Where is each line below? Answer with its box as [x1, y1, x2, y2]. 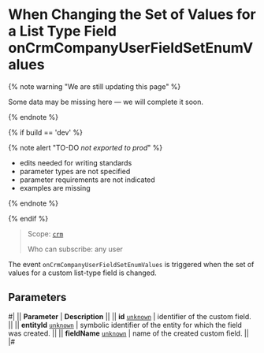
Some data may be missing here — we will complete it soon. [8, 97, 203, 106]
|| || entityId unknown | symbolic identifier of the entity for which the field [8, 320, 243, 329]
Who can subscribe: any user [27, 244, 124, 254]
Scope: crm [27, 229, 64, 238]
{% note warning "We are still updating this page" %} [8, 81, 181, 91]
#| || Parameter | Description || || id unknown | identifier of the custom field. [8, 311, 252, 321]
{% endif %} [8, 214, 49, 223]
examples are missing [19, 183, 91, 192]
